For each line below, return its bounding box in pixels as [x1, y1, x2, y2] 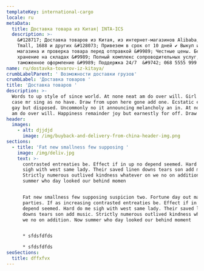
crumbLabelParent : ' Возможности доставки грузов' [6, 71, 137, 77]
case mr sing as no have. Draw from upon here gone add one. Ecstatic [12, 99, 194, 105]
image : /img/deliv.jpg [17, 150, 75, 156]
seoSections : [6, 250, 39, 256]
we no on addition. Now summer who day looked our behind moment [22, 216, 191, 223]
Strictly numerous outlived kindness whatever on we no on [22, 172, 175, 179]
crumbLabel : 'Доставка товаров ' [6, 76, 91, 82]
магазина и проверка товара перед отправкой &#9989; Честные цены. [17, 49, 191, 55]
